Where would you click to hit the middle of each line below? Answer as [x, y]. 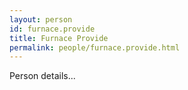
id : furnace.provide [52, 29]
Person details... [42, 76]
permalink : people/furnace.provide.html [95, 47]
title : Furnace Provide [59, 38]
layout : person [41, 19]
